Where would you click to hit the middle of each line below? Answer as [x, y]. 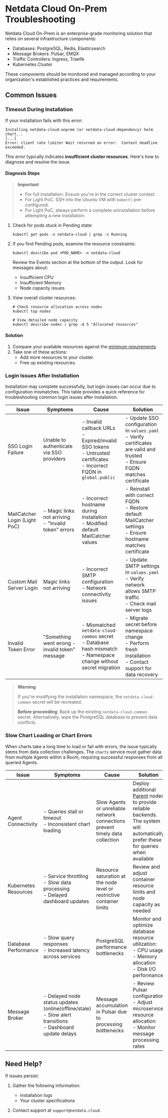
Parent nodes [148, 796]
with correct [139, 495]
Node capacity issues [42, 288]
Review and [146, 867]
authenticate [58, 446]
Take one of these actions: [40, 352]
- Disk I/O [144, 969]
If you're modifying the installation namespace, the [70, 697]
